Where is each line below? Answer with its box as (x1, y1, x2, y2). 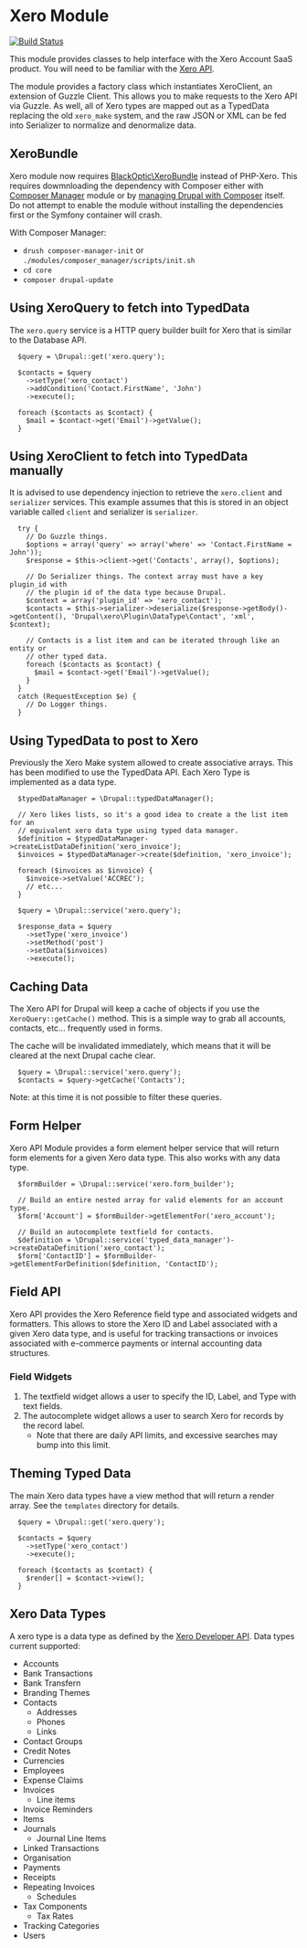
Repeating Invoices (22, 1881, 96, 1892)
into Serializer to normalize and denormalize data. (9, 120, 196, 131)
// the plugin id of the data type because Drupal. (26, 588, 227, 598)
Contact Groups (22, 1735, 83, 1746)
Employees (22, 1764, 65, 1775)
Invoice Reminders (22, 1804, 93, 1815)
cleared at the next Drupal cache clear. (9, 1050, 156, 1061)
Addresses (36, 1706, 78, 1718)
